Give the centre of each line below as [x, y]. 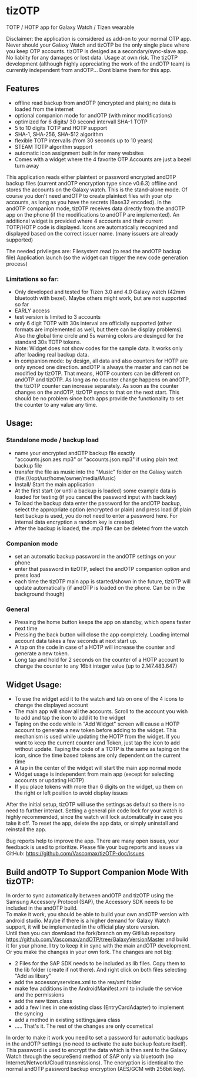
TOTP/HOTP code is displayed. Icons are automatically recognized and [92, 227]
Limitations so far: [33, 279]
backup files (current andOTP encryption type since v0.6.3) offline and [92, 183]
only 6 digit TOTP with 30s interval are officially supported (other [93, 324]
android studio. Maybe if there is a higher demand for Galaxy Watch [88, 920]
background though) [39, 594]
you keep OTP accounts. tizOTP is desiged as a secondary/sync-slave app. [97, 51]
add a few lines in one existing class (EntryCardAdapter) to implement [99, 1007]
